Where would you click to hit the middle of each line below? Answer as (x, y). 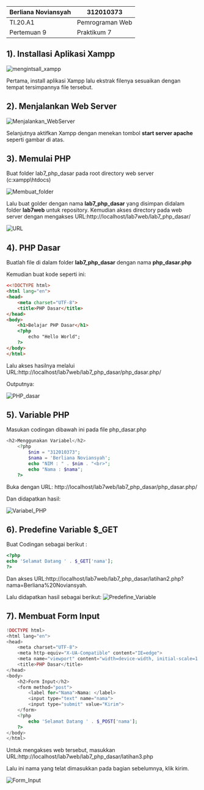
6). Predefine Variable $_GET (62, 530)
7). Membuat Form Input (53, 617)
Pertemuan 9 (28, 32)
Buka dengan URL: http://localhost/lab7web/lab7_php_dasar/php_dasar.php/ (102, 486)
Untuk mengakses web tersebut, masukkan (61, 750)
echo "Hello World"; (54, 337)
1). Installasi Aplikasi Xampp (61, 54)
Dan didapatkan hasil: (34, 499)
